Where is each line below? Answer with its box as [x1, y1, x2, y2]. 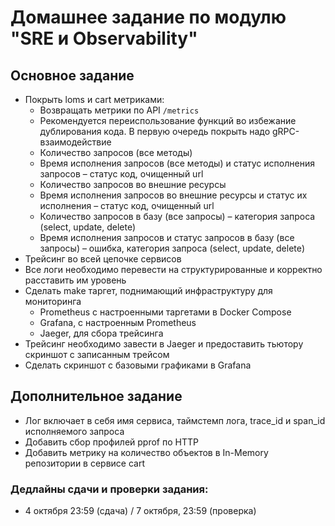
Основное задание [10, 67, 135, 84]
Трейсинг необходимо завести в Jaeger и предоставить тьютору [24, 338, 304, 350]
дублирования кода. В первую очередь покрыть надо [39, 126, 271, 137]
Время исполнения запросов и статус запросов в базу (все [39, 232, 295, 243]
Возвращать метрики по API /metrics [39, 104, 200, 116]
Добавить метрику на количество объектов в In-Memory [24, 446, 269, 458]
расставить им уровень [24, 274, 127, 286]
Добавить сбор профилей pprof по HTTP [24, 436, 199, 448]
